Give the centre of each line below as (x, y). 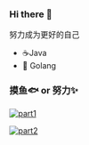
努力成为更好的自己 (44, 35)
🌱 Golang (39, 66)
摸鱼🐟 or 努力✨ (44, 91)
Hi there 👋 (31, 14)
